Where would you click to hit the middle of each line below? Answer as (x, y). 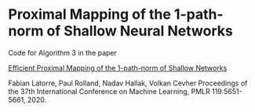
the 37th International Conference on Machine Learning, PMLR (109, 91)
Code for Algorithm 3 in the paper (63, 52)
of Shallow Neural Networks (140, 31)
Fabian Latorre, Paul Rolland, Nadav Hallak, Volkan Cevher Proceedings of (128, 83)
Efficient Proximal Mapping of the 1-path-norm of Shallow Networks (118, 67)
